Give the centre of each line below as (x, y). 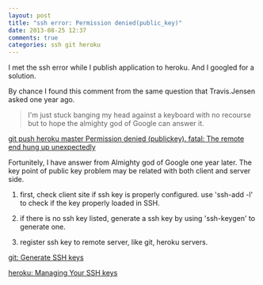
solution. (23, 76)
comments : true (33, 38)
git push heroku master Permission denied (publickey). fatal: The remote (126, 139)
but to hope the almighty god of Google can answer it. (116, 123)
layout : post (30, 15)
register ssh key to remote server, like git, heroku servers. (114, 242)
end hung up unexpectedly (52, 147)
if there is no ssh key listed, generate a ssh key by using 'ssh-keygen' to (137, 218)
